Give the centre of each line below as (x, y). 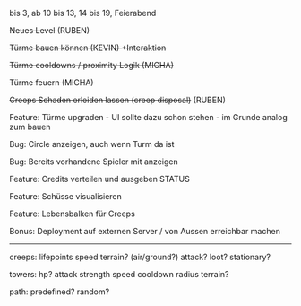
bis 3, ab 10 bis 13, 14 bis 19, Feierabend (83, 13)
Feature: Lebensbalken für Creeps (73, 214)
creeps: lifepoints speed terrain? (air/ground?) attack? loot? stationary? (140, 257)
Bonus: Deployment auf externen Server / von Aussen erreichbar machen (145, 231)
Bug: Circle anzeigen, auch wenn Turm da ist (92, 144)
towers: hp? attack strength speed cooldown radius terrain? (120, 274)
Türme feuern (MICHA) (52, 83)
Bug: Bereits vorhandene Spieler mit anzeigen (94, 162)
